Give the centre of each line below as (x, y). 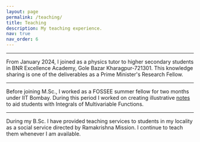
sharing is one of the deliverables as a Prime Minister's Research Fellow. (95, 74)
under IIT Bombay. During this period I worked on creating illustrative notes (98, 98)
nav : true (18, 34)
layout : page (22, 12)
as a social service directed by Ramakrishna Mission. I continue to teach (95, 127)
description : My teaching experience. (54, 28)
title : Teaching (26, 23)
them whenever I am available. (44, 134)
